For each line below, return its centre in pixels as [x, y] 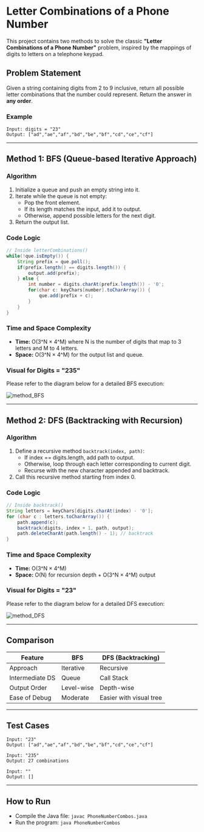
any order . [20, 101]
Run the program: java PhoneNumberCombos [67, 823]
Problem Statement [44, 73]
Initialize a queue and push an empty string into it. [77, 190]
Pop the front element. [52, 202]
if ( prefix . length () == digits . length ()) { [72, 267]
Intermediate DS [32, 678]
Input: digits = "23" [34, 129]
